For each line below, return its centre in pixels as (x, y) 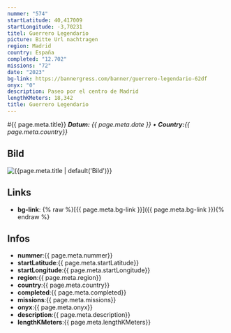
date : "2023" (26, 72)
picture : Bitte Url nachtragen (53, 40)
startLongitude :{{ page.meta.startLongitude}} (84, 270)
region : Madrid (29, 46)
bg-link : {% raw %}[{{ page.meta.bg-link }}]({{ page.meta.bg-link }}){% (121, 209)
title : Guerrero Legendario (48, 105)
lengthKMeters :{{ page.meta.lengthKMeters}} (84, 323)
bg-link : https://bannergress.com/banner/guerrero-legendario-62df (107, 79)
